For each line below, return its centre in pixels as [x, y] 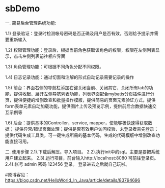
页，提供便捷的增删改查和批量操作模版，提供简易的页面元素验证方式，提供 [80, 100]
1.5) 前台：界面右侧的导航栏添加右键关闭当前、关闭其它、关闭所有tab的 [77, 87]
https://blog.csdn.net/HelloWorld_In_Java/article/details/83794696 [73, 180]
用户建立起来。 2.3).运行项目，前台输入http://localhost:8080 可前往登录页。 [82, 158]
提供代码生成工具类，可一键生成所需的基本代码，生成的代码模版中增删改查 [80, 135]
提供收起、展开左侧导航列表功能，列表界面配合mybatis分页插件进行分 [84, 94]
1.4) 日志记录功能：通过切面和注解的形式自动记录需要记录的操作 [69, 77]
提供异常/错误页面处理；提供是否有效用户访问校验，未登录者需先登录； [86, 129]
